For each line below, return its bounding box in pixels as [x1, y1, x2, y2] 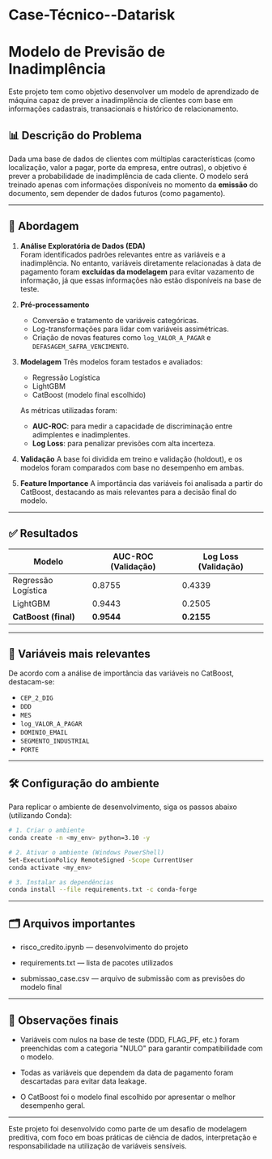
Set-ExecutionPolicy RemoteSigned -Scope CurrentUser [8, 856, 194, 864]
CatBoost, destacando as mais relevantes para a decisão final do [19, 487, 237, 496]
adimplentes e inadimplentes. [32, 429, 131, 439]
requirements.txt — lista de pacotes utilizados [19, 958, 174, 968]
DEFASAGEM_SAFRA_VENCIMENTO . [32, 341, 130, 351]
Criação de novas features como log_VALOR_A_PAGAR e [32, 332, 211, 342]
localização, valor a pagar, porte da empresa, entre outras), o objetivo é [8, 162, 248, 172]
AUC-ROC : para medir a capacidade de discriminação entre [32, 421, 233, 431]
